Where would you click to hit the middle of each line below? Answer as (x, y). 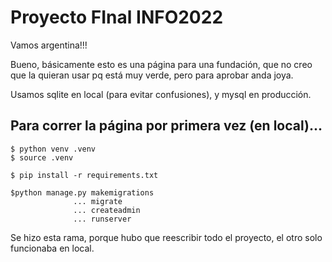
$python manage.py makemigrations (82, 192)
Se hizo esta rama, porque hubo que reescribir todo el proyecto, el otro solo (166, 237)
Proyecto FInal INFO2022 (117, 17)
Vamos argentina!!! (49, 45)
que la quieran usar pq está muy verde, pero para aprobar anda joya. (152, 75)
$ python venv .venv (53, 149)
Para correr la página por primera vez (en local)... (166, 126)
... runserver (102, 219)
